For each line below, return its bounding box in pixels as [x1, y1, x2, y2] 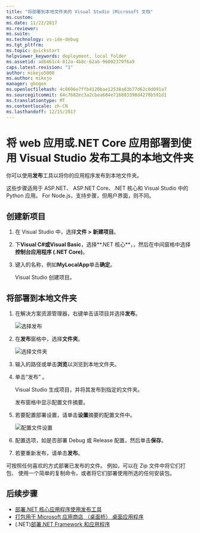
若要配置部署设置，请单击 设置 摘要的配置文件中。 [14, 411, 136, 418]
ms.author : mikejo [6, 75, 52, 81]
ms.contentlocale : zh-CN [6, 103, 68, 109]
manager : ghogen [6, 81, 47, 87]
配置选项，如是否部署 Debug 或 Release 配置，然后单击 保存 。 [14, 436, 167, 443]
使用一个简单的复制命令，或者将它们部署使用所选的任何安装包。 [17, 469, 175, 476]
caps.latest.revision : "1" [6, 64, 73, 70]
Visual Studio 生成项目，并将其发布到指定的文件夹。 [14, 386, 143, 393]
